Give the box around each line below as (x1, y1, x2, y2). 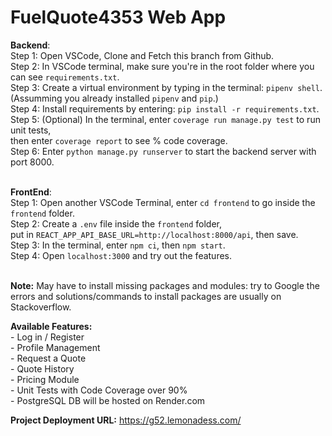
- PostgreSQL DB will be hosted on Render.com (10, 394, 206, 406)
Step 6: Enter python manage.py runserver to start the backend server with (10, 145, 317, 157)
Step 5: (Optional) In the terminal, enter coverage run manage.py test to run (10, 113, 321, 125)
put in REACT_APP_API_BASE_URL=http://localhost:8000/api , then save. (10, 228, 299, 240)
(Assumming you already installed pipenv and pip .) (10, 92, 219, 104)
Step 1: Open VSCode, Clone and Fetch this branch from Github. (10, 49, 275, 61)
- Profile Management (10, 341, 101, 353)
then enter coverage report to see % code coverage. (10, 134, 228, 146)
